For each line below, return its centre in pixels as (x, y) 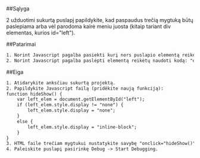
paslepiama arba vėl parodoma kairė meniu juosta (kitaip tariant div (89, 26)
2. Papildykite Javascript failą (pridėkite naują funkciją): (85, 89)
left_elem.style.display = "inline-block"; (82, 127)
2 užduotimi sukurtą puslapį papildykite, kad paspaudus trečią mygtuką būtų (100, 20)
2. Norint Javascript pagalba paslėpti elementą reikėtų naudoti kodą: (97, 61)
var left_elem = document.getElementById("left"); (81, 99)
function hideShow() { (34, 94)
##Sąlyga (18, 9)
